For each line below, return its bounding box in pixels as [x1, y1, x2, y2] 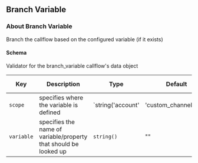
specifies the [39, 118, 75, 126]
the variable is [39, 101, 78, 109]
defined [39, 108, 61, 117]
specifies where [39, 94, 84, 102]
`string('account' [93, 101, 140, 109]
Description [46, 79, 81, 88]
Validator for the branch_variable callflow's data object [6, 62, 138, 69]
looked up [39, 147, 67, 155]
